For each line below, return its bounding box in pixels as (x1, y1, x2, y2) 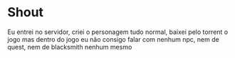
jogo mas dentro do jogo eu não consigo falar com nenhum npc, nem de (7, 35, 219, 43)
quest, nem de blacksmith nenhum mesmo (7, 42, 132, 51)
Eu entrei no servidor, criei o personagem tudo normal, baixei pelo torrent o (7, 28, 229, 36)
